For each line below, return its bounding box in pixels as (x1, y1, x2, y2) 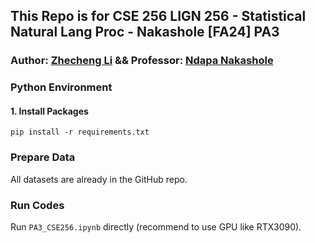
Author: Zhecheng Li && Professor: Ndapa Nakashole (10, 54, 274, 68)
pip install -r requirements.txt (10, 127, 150, 138)
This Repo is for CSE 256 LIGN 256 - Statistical (10, 8, 307, 25)
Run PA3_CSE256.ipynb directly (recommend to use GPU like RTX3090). (10, 221, 302, 233)
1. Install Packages (10, 105, 89, 117)
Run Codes (10, 198, 65, 212)
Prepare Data (10, 150, 76, 164)
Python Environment (10, 80, 113, 94)
